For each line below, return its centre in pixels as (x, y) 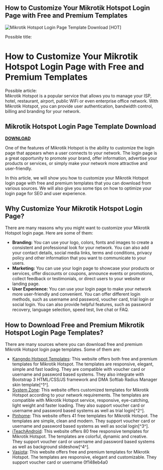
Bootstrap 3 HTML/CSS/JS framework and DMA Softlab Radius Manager (85, 380)
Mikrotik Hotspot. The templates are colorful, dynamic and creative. (80, 436)
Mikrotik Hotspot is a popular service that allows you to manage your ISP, (78, 96)
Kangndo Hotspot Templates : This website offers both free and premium (85, 359)
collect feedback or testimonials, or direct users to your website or (79, 279)
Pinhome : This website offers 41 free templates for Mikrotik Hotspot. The (85, 416)
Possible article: (21, 90)
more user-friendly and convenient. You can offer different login (76, 294)
